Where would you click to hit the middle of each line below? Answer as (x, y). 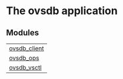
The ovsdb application (62, 11)
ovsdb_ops (24, 58)
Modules (23, 33)
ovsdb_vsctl (26, 68)
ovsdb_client (26, 48)
